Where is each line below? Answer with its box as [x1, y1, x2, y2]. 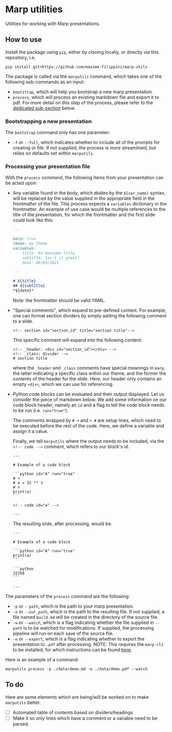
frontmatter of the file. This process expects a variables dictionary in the [12, 201, 167, 207]
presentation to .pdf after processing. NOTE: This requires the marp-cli [12, 641, 164, 647]
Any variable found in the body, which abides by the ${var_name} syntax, [12, 190, 166, 196]
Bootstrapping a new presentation [5, 118, 92, 125]
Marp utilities [5, 4, 63, 15]
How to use [5, 35, 42, 44]
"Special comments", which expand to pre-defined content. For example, [12, 307, 167, 313]
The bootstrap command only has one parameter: [5, 130, 111, 136]
